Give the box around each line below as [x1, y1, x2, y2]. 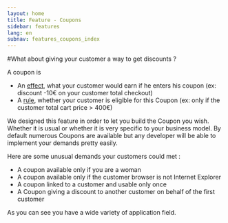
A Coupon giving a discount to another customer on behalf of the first [17, 188, 216, 196]
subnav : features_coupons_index [7, 36, 100, 43]
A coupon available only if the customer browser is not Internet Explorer [17, 173, 222, 182]
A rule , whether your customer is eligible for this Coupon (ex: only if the [17, 96, 220, 104]
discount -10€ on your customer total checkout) [17, 89, 153, 97]
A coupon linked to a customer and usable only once [17, 180, 167, 188]
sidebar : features [7, 23, 60, 30]
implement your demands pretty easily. [7, 139, 118, 147]
